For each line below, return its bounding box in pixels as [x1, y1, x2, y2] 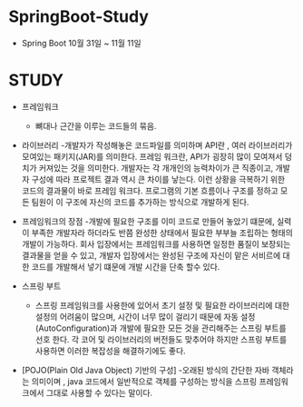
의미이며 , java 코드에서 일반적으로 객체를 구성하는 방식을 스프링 [31, 375, 258, 387]
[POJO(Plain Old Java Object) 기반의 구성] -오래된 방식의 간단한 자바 [21, 364, 269, 375]
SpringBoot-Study [8, 6, 149, 27]
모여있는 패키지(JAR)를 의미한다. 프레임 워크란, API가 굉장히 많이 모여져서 [21, 151, 283, 162]
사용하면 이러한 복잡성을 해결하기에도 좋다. [34, 345, 187, 356]
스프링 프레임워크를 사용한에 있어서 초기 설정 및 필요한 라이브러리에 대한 [34, 300, 290, 311]
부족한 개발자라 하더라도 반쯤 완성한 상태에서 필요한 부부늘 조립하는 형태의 [31, 227, 294, 238]
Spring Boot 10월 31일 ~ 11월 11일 [21, 37, 142, 48]
